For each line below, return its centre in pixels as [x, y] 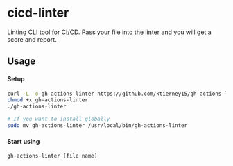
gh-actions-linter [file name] [52, 156]
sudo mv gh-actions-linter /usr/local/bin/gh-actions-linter [97, 126]
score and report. [32, 39]
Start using [24, 141]
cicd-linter [38, 13]
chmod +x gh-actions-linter [48, 100]
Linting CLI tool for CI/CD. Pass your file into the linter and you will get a [109, 32]
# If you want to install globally [59, 119]
